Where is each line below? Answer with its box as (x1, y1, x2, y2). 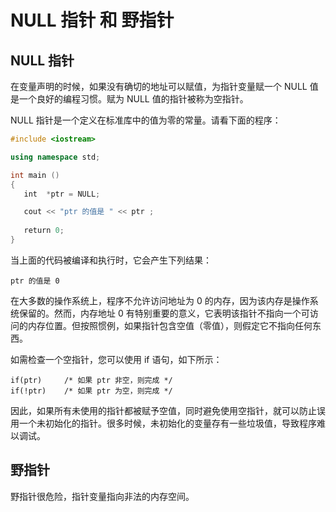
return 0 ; (23, 226, 65, 236)
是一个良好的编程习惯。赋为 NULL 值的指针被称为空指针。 (10, 93, 249, 105)
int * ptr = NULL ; (23, 189, 101, 199)
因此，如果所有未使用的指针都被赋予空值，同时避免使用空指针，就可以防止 (10, 404, 317, 416)
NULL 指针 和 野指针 (10, 9, 175, 32)
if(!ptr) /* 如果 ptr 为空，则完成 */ (10, 386, 173, 396)
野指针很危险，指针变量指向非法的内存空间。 (10, 490, 195, 502)
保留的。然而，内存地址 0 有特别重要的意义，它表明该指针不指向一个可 (18, 307, 310, 319)
